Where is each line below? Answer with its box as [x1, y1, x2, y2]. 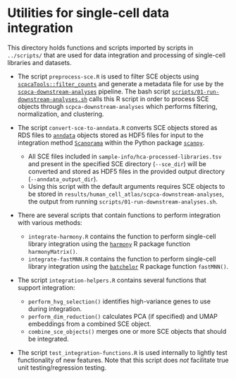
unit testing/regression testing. [17, 363, 107, 372]
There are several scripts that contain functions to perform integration [17, 211, 221, 219]
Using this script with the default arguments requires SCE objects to [27, 182, 225, 190]
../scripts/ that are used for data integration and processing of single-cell [7, 51, 225, 59]
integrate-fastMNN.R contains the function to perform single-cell [27, 255, 216, 263]
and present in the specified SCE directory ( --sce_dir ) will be [27, 159, 206, 168]
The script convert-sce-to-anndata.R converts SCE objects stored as [17, 123, 218, 132]
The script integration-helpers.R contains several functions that [17, 276, 206, 284]
